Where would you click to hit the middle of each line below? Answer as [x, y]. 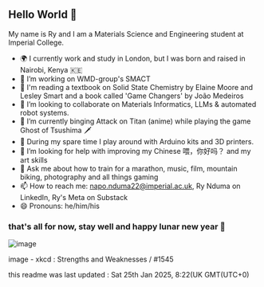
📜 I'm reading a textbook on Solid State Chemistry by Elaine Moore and [136, 87]
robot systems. [44, 112]
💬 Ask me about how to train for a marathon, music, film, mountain [128, 168]
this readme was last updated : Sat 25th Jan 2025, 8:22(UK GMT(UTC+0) [129, 275]
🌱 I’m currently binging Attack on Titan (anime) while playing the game [135, 121]
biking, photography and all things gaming [89, 177]
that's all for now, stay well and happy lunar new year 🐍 [117, 226]
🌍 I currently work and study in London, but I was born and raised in [132, 58]
